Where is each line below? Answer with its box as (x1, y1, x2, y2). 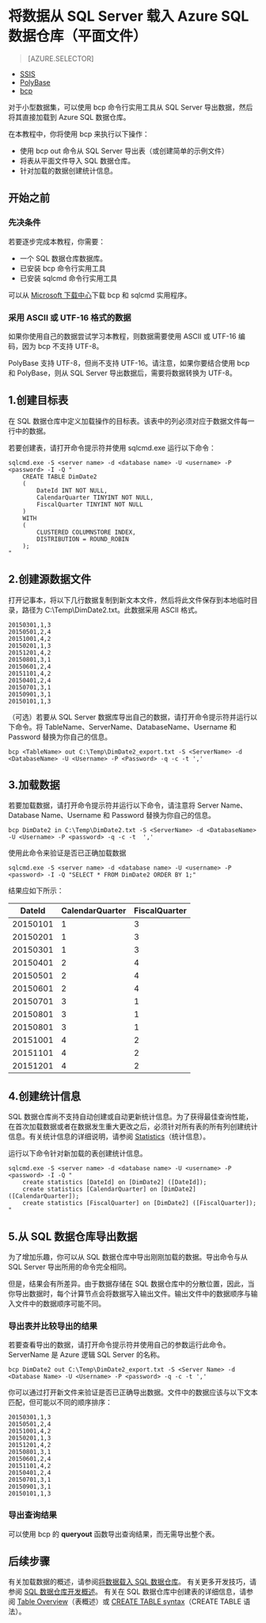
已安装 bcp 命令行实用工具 (19, 263, 106, 273)
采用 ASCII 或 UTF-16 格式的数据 (8, 312, 132, 323)
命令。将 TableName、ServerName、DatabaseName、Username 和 (14, 722, 237, 731)
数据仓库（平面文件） (8, 27, 148, 45)
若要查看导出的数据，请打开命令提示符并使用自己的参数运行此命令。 (8, 1340, 230, 1349)
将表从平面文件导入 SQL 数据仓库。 (19, 155, 135, 165)
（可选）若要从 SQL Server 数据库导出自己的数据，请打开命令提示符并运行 (8, 712, 251, 722)
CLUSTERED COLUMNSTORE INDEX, (36, 528, 136, 536)
